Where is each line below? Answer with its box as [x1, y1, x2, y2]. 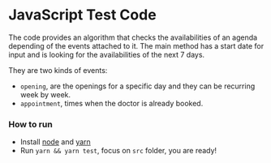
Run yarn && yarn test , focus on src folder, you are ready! [19, 146, 217, 156]
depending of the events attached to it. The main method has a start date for [8, 41, 265, 50]
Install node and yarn [19, 137, 91, 147]
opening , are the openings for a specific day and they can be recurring [19, 81, 256, 91]
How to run [8, 118, 53, 130]
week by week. [19, 89, 71, 99]
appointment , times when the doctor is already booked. [19, 98, 204, 108]
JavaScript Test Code [8, 6, 157, 24]
